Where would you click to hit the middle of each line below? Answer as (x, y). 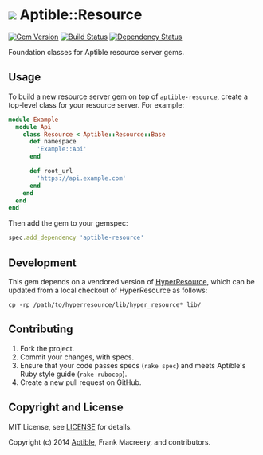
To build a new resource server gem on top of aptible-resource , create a (128, 96)
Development (43, 263)
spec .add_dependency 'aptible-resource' (77, 238)
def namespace (53, 142)
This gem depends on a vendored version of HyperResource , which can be (131, 281)
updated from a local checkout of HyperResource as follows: (108, 290)
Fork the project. (47, 348)
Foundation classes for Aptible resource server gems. (96, 52)
